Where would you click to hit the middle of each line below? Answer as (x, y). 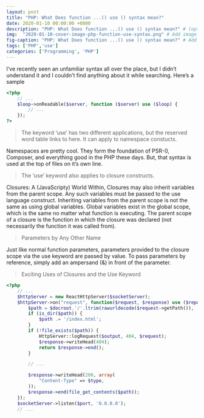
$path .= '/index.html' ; (70, 320)
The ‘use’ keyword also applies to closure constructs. (88, 176)
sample (15, 81)
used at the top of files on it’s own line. (55, 164)
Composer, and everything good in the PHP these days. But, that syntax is (99, 157)
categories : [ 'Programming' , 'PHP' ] (53, 52)
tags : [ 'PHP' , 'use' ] (32, 46)
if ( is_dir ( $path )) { (56, 313)
